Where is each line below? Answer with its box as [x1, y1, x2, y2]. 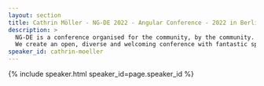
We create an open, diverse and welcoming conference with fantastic [15, 41, 247, 48]
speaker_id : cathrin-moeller [8, 48, 104, 56]
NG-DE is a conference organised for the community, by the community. [15, 33, 255, 41]
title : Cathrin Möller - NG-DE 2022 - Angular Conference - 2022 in [8, 19, 237, 27]
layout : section [8, 11, 61, 20]
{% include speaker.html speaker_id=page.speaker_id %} [8, 70, 194, 78]
